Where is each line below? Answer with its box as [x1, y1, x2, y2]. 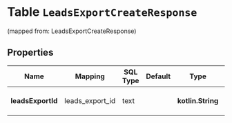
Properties [7, 47, 54, 58]
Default [146, 71, 171, 81]
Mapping [75, 71, 105, 81]
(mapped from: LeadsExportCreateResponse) [7, 27, 137, 35]
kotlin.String [177, 96, 219, 105]
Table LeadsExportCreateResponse [7, 4, 197, 20]
